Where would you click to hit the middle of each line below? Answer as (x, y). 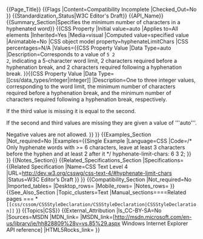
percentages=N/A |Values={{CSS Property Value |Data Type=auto (89, 48)
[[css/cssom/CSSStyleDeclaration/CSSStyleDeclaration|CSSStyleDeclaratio (101, 205)
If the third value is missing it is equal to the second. (71, 111)
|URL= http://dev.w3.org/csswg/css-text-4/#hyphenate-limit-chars (89, 173)
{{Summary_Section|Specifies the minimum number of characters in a (93, 22)
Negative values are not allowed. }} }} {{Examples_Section (79, 134)
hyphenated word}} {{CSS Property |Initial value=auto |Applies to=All (92, 28)
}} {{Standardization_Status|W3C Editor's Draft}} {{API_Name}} (85, 16)
